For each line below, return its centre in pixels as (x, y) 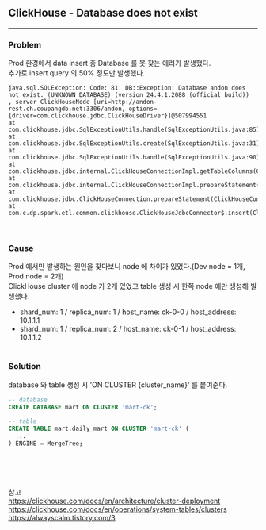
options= (143, 109)
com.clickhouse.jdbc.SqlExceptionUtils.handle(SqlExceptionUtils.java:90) (134, 158)
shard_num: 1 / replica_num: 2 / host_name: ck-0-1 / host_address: (128, 329)
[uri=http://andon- (125, 102)
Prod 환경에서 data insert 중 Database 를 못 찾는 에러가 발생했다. (110, 63)
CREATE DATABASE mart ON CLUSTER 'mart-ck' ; (83, 407)
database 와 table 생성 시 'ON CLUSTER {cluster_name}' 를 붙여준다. (118, 385)
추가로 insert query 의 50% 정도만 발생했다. (76, 73)
